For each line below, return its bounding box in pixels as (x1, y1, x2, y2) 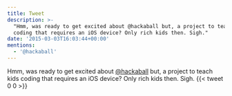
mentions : (7, 42, 36, 49)
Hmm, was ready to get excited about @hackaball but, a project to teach (7, 67, 213, 75)
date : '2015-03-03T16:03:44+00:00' (7, 36, 110, 43)
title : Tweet (7, 10, 45, 17)
